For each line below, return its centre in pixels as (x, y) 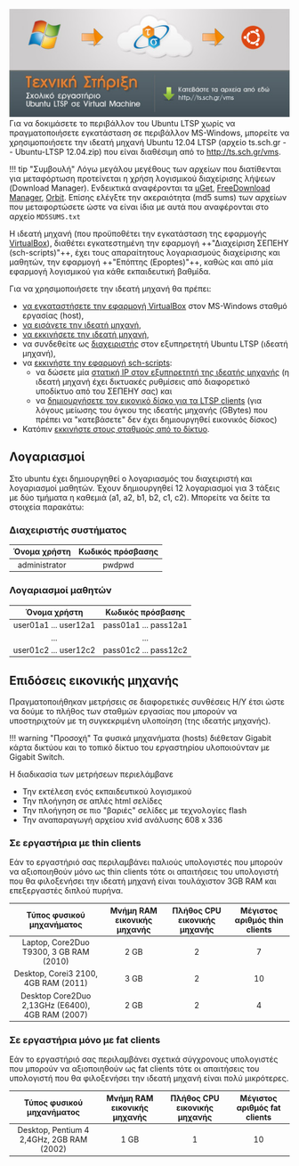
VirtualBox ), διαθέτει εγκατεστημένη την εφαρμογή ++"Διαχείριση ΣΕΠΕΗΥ (149, 243)
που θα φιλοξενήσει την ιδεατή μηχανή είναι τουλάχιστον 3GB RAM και (143, 881)
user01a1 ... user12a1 (54, 625)
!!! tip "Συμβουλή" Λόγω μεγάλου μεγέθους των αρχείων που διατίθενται (145, 168)
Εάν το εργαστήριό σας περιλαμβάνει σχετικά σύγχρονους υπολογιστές (144, 1059)
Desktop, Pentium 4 (53, 1130)
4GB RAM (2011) (56, 983)
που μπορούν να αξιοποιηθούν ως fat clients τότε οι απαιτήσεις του (134, 1069)
